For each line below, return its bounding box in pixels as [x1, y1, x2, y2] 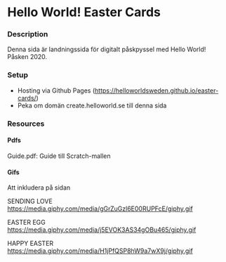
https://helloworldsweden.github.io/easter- [94, 86, 219, 95]
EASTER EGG [7, 218, 46, 227]
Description [7, 30, 48, 39]
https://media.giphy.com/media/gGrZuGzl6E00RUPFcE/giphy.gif [7, 204, 193, 213]
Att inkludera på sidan [7, 183, 71, 192]
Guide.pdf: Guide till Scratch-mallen [7, 152, 111, 160]
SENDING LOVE [7, 197, 53, 206]
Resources [7, 119, 45, 129]
